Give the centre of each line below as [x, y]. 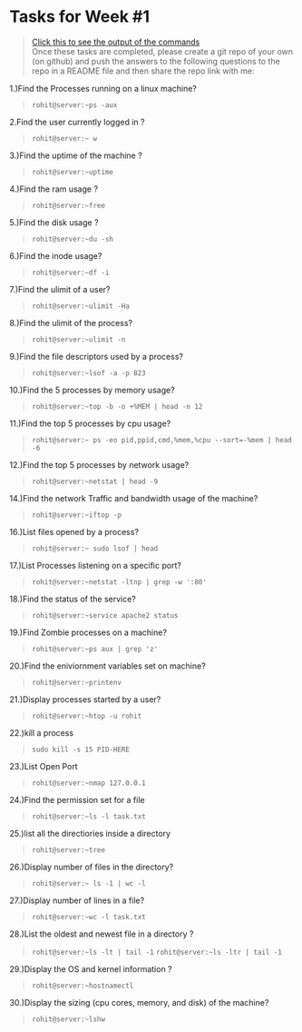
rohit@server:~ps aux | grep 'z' [95, 649]
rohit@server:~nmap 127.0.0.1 [89, 783]
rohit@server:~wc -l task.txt [89, 917]
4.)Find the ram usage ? [54, 189]
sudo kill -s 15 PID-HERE [80, 749]
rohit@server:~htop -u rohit [87, 716]
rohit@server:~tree [68, 850]
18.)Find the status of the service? [73, 599]
